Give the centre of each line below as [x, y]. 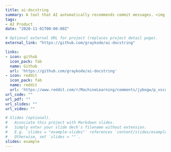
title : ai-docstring [27, 10]
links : [12, 52]
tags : [11, 19]
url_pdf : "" [18, 99]
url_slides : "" [21, 104]
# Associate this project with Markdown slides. [60, 123]
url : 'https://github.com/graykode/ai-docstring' [63, 71]
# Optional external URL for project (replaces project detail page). [82, 38]
